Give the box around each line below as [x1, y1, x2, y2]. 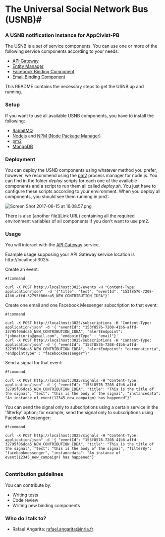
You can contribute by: [5, 482, 52, 488]
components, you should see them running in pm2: [5, 194, 109, 200]
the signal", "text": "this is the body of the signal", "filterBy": [5, 446, 152, 451]
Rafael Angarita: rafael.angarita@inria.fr [12, 526, 94, 532]
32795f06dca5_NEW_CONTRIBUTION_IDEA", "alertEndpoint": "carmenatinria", [5, 347, 161, 352]
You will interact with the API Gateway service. [5, 242, 100, 248]
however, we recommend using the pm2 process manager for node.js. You [5, 173, 158, 179]
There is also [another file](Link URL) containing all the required [5, 213, 135, 219]
